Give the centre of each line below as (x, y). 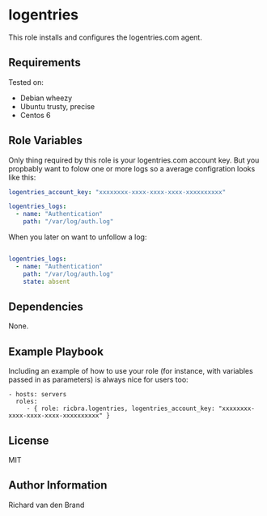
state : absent (47, 281)
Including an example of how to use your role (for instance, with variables (131, 371)
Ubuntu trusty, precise (57, 106)
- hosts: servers (38, 395)
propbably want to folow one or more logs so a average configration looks (132, 168)
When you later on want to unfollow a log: (78, 237)
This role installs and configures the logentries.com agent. (105, 37)
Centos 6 (35, 115)
